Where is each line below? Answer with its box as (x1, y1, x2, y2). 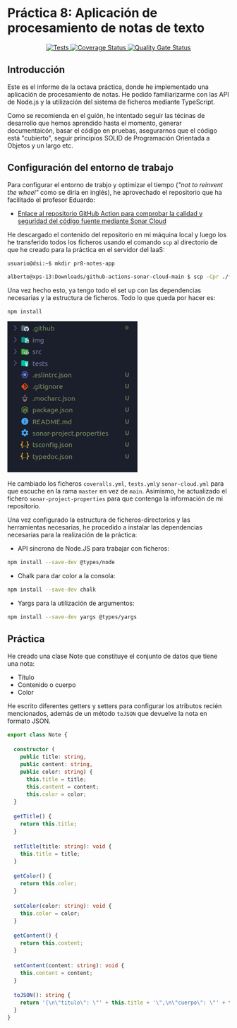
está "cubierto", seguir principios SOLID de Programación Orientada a (7, 133, 210, 142)
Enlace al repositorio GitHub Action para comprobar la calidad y (17, 209, 203, 217)
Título (17, 673, 35, 681)
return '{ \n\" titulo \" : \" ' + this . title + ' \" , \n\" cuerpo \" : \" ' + (20, 999, 226, 1007)
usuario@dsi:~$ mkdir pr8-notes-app (7, 260, 115, 267)
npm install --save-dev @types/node (7, 559, 115, 566)
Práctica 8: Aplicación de (7, 5, 157, 21)
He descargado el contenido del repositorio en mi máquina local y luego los (7, 230, 227, 239)
